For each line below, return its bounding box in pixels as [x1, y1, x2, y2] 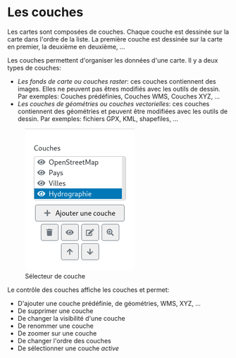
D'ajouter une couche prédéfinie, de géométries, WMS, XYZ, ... [17, 299, 201, 307]
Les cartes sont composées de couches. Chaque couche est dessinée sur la [7, 27, 230, 36]
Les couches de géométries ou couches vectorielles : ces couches [17, 99, 210, 108]
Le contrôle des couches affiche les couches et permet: [7, 286, 170, 294]
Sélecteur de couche [25, 271, 86, 280]
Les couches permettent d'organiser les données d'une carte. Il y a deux [7, 56, 218, 64]
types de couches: [7, 63, 61, 72]
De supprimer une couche [17, 307, 94, 315]
